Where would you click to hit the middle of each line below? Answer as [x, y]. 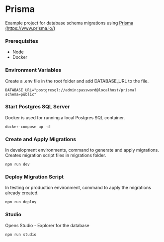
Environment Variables [33, 70]
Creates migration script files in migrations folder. [56, 156]
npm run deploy [21, 202]
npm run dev [17, 164]
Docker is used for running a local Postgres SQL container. [65, 117]
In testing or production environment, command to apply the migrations [78, 188]
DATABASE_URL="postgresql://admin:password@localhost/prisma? [71, 90]
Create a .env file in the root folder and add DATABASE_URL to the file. [77, 81]
